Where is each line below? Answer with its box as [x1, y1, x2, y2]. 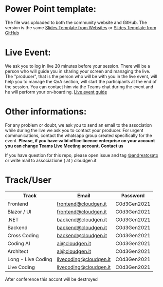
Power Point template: [5, 3, 96, 15]
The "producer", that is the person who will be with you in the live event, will [5, 73, 157, 79]
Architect [7, 248, 29, 254]
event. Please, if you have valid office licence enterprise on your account [5, 137, 155, 143]
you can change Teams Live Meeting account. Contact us [5, 143, 124, 149]
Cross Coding [7, 232, 39, 239]
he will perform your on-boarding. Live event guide [5, 89, 107, 95]
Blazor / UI [7, 208, 32, 215]
